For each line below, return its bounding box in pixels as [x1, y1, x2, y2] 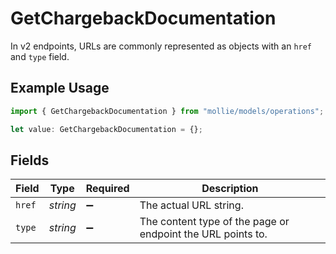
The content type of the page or [139, 215, 290, 229]
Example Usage [10, 80, 110, 97]
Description [201, 182, 259, 196]
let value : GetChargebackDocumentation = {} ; [10, 124, 203, 134]
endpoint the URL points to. [139, 227, 268, 241]
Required [85, 182, 130, 196]
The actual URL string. [139, 198, 244, 212]
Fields [10, 152, 50, 169]
